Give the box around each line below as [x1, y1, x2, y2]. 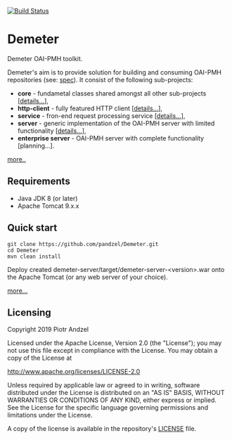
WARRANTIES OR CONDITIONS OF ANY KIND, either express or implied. [7, 396, 217, 404]
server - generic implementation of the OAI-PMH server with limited [17, 119, 215, 127]
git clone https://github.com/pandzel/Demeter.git [7, 240, 159, 247]
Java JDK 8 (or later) [17, 194, 78, 202]
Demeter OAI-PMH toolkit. [7, 54, 83, 63]
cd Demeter [7, 247, 39, 254]
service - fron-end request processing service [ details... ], [17, 111, 186, 119]
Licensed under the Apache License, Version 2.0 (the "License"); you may [7, 339, 222, 347]
